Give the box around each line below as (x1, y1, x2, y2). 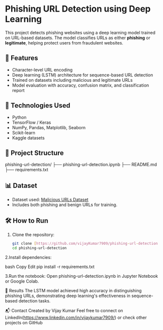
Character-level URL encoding (12, 67, 73, 73)
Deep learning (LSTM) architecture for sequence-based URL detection (12, 72, 153, 78)
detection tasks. (18, 298, 51, 303)
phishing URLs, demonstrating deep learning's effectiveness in (5, 293, 131, 299)
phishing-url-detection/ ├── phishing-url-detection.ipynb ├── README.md (5, 162, 157, 167)
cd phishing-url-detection (12, 245, 67, 250)
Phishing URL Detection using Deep (5, 3, 151, 15)
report (12, 87, 25, 93)
